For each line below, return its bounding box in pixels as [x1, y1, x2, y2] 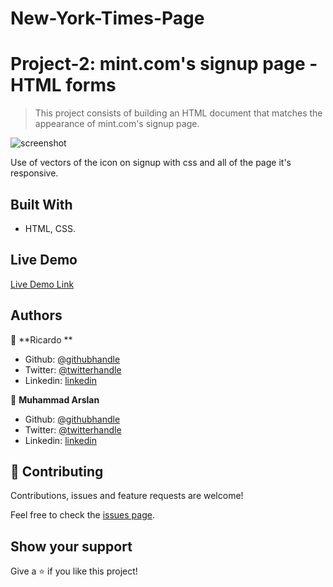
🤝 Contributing [10, 463, 104, 480]
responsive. [10, 167, 59, 179]
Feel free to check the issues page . [10, 509, 155, 521]
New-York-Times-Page [10, 7, 205, 30]
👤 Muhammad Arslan [10, 393, 100, 406]
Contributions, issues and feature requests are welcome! [10, 490, 244, 502]
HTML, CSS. [24, 222, 76, 234]
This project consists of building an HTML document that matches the [34, 107, 323, 119]
